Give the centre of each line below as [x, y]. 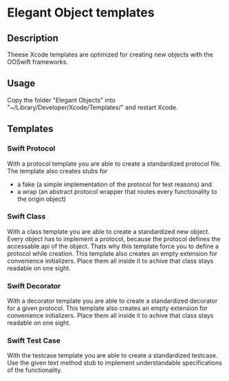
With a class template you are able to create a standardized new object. [108, 231]
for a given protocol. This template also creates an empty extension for [108, 308]
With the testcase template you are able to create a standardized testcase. [112, 356]
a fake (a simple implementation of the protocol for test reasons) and [114, 184]
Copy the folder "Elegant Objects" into [61, 100]
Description [33, 38]
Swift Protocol [31, 149]
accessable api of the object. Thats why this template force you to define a [113, 246]
